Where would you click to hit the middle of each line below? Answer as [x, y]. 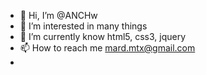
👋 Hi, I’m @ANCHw [58, 15]
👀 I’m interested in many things [83, 26]
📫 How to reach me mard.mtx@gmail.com [107, 48]
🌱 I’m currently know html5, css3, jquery [103, 36]
